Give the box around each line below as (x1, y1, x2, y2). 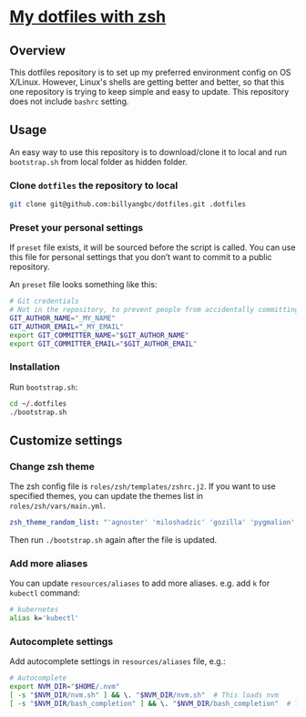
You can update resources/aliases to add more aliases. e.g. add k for (9, 577, 270, 589)
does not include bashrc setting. (9, 96, 129, 107)
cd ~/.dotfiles (9, 399, 67, 408)
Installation (9, 360, 61, 373)
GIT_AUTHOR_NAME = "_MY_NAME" (9, 314, 117, 323)
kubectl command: (9, 587, 80, 598)
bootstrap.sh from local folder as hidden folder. (9, 156, 189, 167)
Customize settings (9, 432, 123, 448)
